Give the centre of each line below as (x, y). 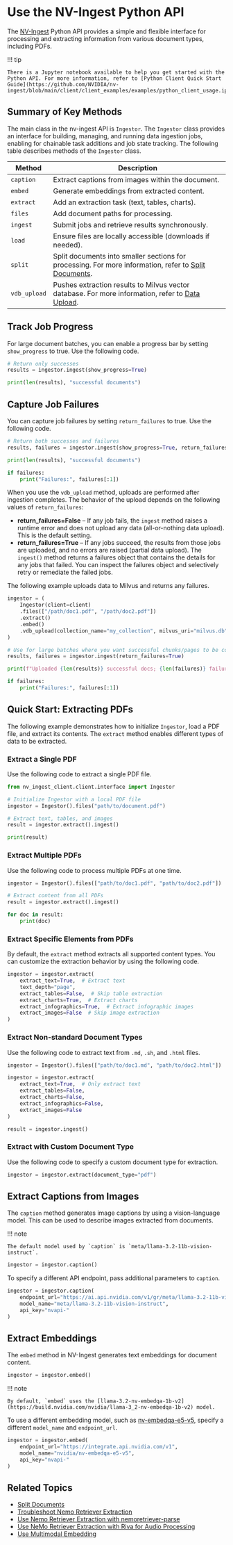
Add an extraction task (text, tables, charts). (124, 202)
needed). (68, 245)
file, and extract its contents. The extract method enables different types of (115, 733)
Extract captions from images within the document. (136, 179)
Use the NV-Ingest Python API (96, 12)
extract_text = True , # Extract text (73, 981)
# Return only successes (43, 363)
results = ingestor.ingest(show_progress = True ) (77, 370)
